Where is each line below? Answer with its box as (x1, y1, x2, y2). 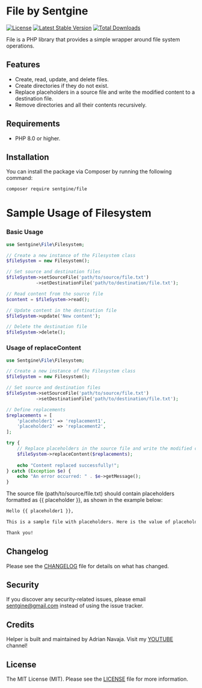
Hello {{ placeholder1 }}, (6, 508, 74, 514)
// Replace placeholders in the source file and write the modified (17, 445, 192, 452)
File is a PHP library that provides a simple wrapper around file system (6, 36, 180, 43)
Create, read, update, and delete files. (14, 75, 109, 82)
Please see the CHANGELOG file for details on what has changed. (6, 562, 170, 569)
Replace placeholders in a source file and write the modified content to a (14, 88, 195, 96)
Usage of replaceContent (6, 344, 81, 352)
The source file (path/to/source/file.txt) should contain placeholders (6, 490, 175, 497)
